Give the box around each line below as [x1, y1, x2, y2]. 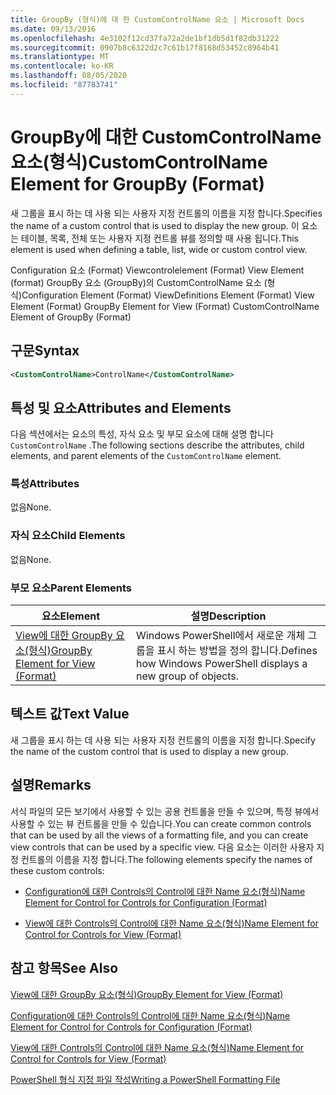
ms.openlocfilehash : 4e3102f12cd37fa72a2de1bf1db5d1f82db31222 [10, 33, 280, 43]
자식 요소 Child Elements [10, 529, 126, 543]
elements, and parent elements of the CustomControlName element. [10, 450, 282, 462]
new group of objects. [136, 669, 240, 683]
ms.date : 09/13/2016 [10, 24, 97, 34]
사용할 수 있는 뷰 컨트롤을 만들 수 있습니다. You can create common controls [10, 817, 312, 830]
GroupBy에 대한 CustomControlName [10, 126, 322, 148]
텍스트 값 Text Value [10, 706, 130, 723]
